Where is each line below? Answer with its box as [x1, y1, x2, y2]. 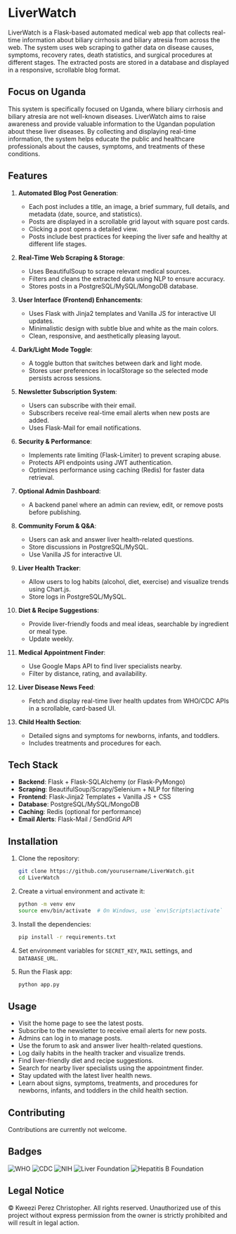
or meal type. [28, 627, 67, 635]
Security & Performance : [18, 437, 92, 445]
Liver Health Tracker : [18, 564, 81, 572]
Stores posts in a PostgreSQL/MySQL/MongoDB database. [28, 281, 199, 290]
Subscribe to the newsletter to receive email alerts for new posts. [18, 1026, 207, 1035]
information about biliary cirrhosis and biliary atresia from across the [22, 35, 221, 44]
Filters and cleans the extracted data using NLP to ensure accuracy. [28, 274, 225, 283]
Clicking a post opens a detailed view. [28, 224, 138, 233]
